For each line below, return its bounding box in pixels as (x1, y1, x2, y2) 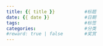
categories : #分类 (6, 25, 96, 32)
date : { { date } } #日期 (6, 14, 96, 20)
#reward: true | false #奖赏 (6, 31, 96, 37)
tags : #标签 (6, 20, 96, 26)
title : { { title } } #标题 (6, 8, 96, 15)
